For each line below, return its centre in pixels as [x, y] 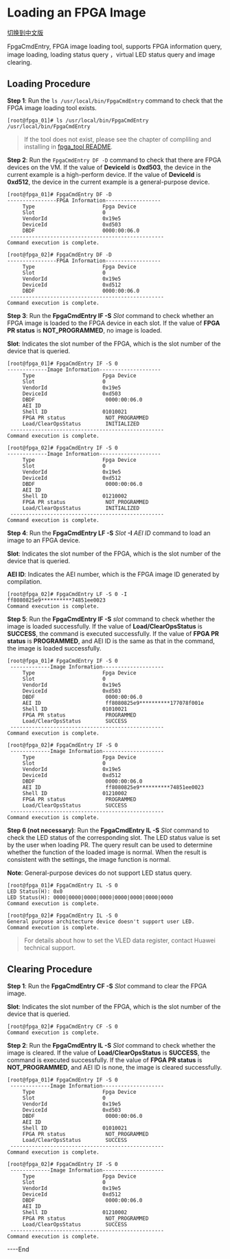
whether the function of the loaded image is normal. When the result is [107, 852]
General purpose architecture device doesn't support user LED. [101, 921]
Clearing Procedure [50, 970]
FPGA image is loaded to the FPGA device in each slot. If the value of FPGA [114, 323]
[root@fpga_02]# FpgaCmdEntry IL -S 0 [62, 916]
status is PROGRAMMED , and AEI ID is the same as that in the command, [111, 641]
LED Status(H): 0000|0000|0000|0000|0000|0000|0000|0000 [90, 897]
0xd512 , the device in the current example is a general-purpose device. [108, 182]
